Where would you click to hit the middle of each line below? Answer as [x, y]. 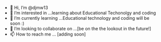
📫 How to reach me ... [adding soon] [48, 34]
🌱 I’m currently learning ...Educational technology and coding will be [80, 18]
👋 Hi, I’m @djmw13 [29, 8]
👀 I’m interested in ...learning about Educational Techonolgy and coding [83, 13]
